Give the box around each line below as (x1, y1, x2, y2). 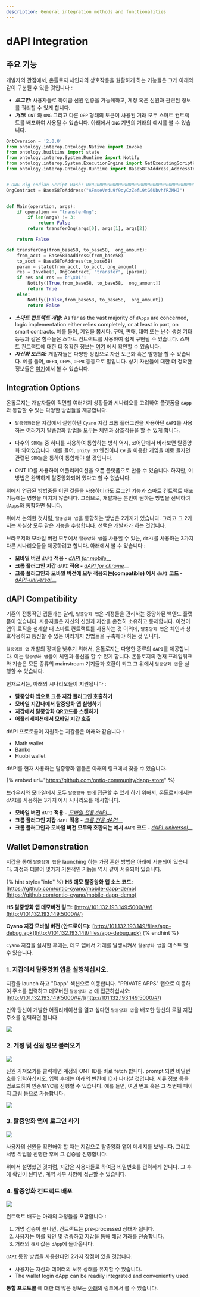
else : (17, 291, 31, 297)
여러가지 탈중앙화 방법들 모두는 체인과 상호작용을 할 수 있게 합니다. (26, 427, 180, 434)
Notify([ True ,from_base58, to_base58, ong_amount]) (27, 281, 161, 287)
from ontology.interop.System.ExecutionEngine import (6, 160, 143, 167)
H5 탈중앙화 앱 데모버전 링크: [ (6, 903, 76, 910)
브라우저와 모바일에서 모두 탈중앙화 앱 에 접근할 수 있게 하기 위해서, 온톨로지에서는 (6, 789, 193, 796)
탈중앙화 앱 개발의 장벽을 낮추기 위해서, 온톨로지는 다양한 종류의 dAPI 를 (6, 645, 168, 652)
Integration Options (6, 382, 80, 393)
